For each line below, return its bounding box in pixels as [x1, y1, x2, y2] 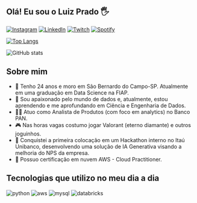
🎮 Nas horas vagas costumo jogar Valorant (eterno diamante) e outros [14, 121, 192, 128]
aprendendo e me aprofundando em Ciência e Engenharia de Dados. [14, 102, 186, 109]
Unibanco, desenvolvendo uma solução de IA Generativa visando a [14, 143, 182, 150]
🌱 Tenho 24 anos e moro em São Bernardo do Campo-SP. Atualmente [14, 83, 189, 90]
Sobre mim [6, 67, 48, 77]
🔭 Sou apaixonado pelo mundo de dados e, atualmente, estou [14, 95, 168, 102]
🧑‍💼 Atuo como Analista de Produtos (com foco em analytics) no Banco [14, 108, 190, 115]
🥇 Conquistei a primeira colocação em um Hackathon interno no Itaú [14, 136, 185, 143]
